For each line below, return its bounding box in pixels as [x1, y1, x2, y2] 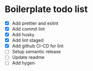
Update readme [12, 54, 45, 60]
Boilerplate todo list [5, 4, 88, 15]
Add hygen [12, 60, 35, 66]
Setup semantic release [12, 49, 61, 55]
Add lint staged [12, 37, 44, 43]
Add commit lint [12, 26, 45, 32]
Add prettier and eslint [12, 20, 59, 26]
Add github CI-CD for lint [12, 43, 64, 49]
